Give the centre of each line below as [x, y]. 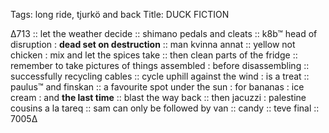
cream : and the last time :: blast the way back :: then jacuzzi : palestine [158, 97]
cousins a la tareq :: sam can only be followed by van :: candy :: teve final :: [165, 108]
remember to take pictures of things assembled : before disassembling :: [160, 65]
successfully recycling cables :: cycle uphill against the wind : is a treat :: [160, 76]
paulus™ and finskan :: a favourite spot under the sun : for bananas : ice [157, 87]
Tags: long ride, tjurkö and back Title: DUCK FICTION [120, 14]
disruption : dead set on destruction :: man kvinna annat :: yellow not [153, 44]
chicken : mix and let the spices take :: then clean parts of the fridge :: [154, 55]
